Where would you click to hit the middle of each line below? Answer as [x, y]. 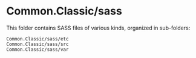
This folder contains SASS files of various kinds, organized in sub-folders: [98, 28]
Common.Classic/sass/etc [38, 39]
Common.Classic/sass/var [38, 50]
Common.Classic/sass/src [38, 44]
